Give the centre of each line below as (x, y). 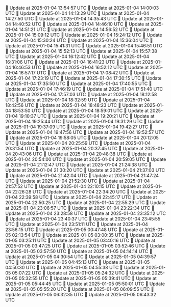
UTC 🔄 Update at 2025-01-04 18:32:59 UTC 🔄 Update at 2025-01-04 (78, 100)
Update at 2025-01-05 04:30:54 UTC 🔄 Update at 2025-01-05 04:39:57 (81, 257)
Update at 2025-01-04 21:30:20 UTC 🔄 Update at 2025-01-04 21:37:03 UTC (85, 170)
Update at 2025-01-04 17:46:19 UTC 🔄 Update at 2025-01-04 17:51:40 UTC (84, 89)
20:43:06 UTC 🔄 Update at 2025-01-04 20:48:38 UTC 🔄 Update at (82, 154)
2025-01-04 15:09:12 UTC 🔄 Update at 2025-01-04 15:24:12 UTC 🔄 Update (84, 35)
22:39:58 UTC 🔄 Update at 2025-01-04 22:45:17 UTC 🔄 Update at (88, 197)
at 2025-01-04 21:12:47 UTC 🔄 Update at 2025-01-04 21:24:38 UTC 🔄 (79, 165)
